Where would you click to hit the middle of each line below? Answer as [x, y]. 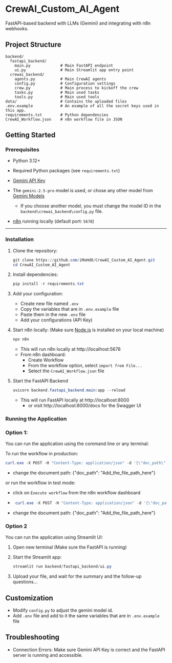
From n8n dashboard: [43, 355]
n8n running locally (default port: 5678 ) [53, 222]
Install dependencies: [35, 274]
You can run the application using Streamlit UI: [54, 537]
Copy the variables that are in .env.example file [70, 309]
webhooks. [17, 28]
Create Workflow [46, 360]
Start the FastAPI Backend [40, 381]
